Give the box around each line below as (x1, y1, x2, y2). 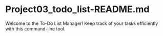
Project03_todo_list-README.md (5, 4, 150, 15)
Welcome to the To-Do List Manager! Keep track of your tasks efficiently (5, 20, 158, 26)
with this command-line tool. (5, 25, 66, 31)
